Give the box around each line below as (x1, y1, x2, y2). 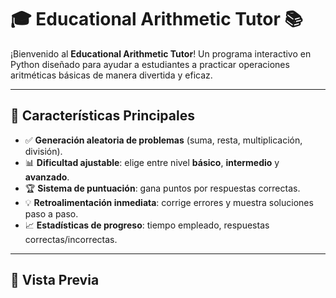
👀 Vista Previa (10, 272, 100, 289)
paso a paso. (24, 207, 79, 220)
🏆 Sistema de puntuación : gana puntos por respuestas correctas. (24, 182, 301, 194)
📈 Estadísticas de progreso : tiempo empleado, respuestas (24, 219, 270, 231)
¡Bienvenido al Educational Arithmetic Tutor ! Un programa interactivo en (10, 47, 312, 60)
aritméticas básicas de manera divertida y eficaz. (10, 69, 213, 81)
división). (24, 145, 63, 157)
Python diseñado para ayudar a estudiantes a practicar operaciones (10, 58, 290, 70)
